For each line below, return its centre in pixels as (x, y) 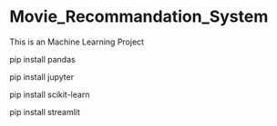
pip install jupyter (42, 77)
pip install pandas (42, 59)
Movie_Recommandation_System (139, 17)
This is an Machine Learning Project (77, 42)
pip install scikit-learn (50, 94)
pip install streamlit (45, 111)
